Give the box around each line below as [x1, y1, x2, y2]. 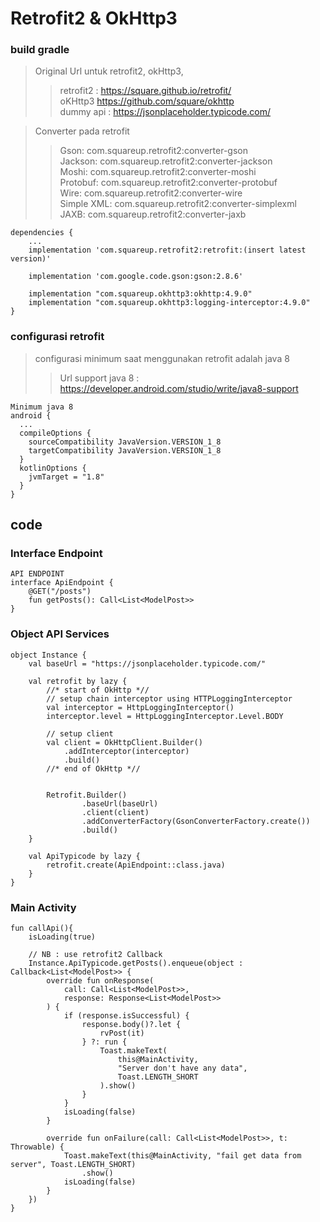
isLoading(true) [28, 932, 97, 942]
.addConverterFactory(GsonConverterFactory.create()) [81, 816, 311, 826]
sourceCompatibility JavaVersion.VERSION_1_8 [28, 437, 222, 447]
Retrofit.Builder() [46, 790, 128, 800]
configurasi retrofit [10, 330, 105, 344]
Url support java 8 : [59, 372, 140, 384]
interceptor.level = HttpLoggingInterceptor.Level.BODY [46, 711, 284, 721]
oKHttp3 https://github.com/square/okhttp [59, 95, 235, 107]
